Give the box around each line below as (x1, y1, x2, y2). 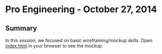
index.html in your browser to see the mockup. (5, 43, 103, 49)
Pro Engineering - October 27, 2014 (5, 4, 157, 15)
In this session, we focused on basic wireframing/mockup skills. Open (5, 37, 152, 43)
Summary (5, 24, 37, 33)
